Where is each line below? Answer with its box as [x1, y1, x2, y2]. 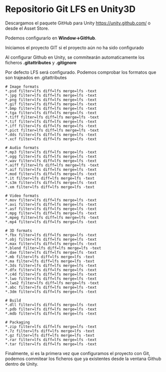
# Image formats [5, 84, 39, 89]
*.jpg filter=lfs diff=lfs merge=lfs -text [5, 93, 97, 98]
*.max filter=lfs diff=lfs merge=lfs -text [5, 241, 97, 246]
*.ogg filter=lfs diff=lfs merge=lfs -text [5, 154, 97, 159]
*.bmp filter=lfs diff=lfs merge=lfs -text [5, 106, 97, 111]
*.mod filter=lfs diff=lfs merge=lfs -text [5, 171, 97, 177]
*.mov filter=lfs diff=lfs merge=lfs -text [5, 197, 97, 202]
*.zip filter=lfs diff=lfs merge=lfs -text [5, 324, 97, 329]
